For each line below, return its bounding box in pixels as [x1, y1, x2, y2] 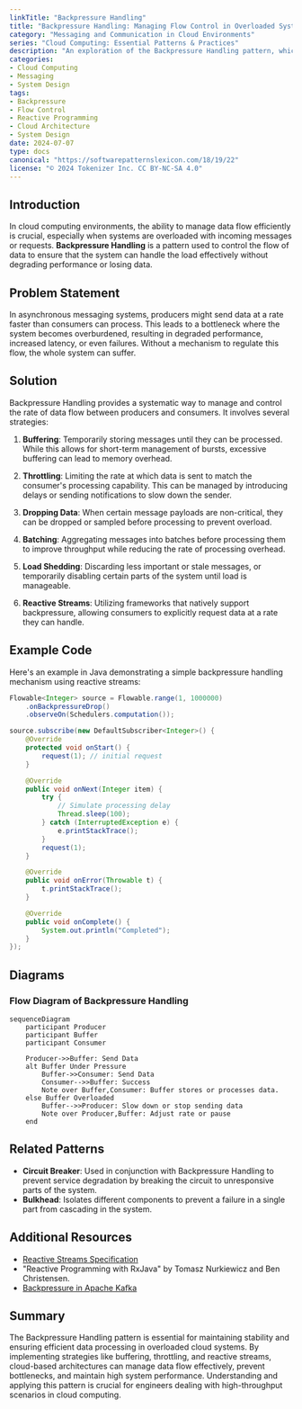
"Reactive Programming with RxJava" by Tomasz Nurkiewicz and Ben [22, 1263, 280, 1274]
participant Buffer [25, 1030, 99, 1039]
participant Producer [25, 1022, 106, 1031]
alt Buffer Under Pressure [25, 1062, 127, 1071]
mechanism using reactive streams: [9, 676, 141, 687]
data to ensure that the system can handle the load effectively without [9, 249, 269, 261]
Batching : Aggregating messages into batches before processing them [22, 534, 286, 544]
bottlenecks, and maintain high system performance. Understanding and [9, 1370, 279, 1381]
